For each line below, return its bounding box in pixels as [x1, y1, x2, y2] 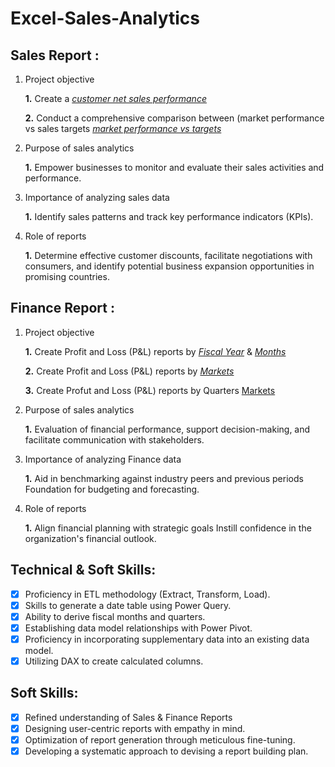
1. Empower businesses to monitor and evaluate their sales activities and [24, 162, 325, 173]
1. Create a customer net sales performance [24, 93, 207, 104]
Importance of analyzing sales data [24, 192, 170, 203]
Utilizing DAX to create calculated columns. [24, 655, 204, 667]
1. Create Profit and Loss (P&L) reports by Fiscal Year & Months [24, 345, 287, 357]
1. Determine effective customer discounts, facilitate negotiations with [24, 250, 313, 261]
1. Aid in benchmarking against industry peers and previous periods [24, 472, 304, 484]
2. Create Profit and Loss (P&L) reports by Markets [24, 365, 235, 377]
